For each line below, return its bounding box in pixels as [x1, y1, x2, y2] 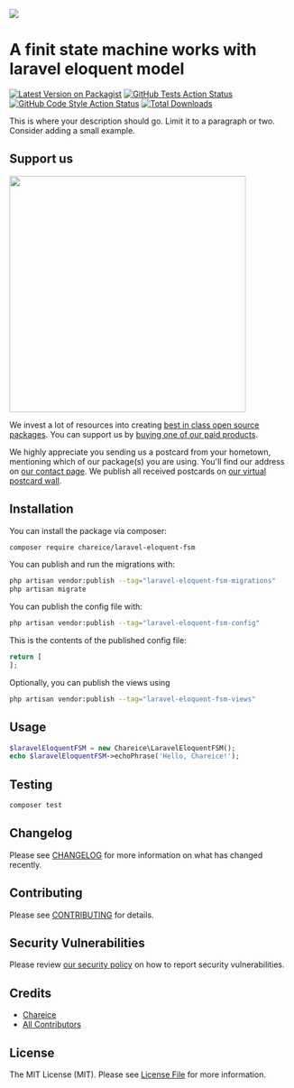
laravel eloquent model [9, 59, 185, 79]
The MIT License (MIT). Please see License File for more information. [9, 1069, 266, 1080]
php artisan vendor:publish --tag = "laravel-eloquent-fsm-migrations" [9, 576, 277, 585]
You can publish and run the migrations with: [9, 559, 176, 570]
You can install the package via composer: [9, 525, 167, 536]
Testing [9, 777, 53, 792]
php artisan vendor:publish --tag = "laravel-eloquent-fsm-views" [9, 695, 256, 704]
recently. [9, 859, 42, 870]
